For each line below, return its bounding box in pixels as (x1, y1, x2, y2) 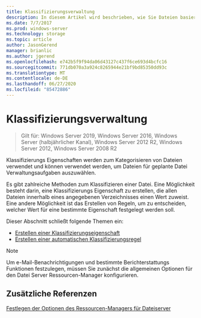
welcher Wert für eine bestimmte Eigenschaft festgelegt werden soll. (6, 206, 175, 213)
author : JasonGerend (6, 42, 58, 48)
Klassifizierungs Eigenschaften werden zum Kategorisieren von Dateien (6, 156, 182, 163)
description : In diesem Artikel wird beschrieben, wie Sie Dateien (6, 14, 178, 20)
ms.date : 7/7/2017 (6, 20, 52, 26)
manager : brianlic (6, 48, 52, 54)
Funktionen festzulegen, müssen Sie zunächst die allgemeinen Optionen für (6, 265, 193, 272)
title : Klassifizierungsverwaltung (6, 8, 95, 15)
